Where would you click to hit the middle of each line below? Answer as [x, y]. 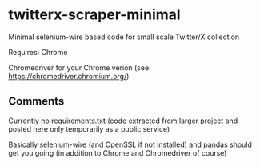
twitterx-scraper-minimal [95, 15]
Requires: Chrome [38, 52]
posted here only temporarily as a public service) [89, 128]
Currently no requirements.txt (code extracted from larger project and [123, 121]
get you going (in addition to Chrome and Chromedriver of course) [118, 152]
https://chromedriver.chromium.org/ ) [69, 76]
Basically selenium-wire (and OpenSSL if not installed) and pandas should [130, 144]
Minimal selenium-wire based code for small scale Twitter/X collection [124, 37]
